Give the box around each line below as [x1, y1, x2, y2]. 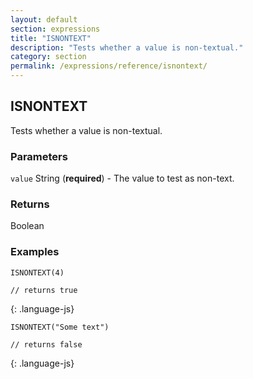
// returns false [10, 339, 83, 350]
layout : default [10, 14, 78, 25]
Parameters [10, 149, 68, 163]
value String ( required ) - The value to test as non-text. [10, 172, 235, 185]
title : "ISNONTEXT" [10, 33, 92, 43]
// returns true [10, 285, 78, 295]
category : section [10, 52, 87, 62]
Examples [10, 245, 60, 259]
